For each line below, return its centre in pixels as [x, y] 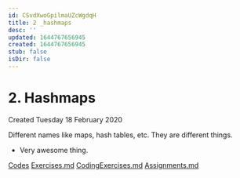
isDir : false [29, 60]
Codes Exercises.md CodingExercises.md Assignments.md [104, 165]
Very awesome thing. [54, 150]
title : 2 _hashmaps [40, 23]
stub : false [27, 52]
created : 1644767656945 [47, 45]
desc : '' [22, 30]
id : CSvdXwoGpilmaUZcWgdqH [52, 15]
